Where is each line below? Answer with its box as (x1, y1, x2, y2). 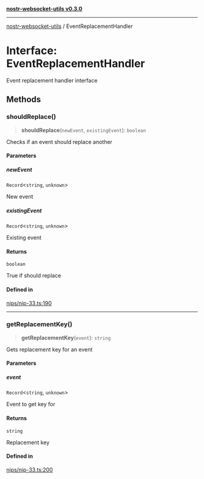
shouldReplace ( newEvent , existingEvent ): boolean (21, 126, 146, 134)
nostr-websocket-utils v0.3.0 (6, 5, 83, 12)
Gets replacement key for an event (6, 345, 93, 353)
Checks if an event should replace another (6, 138, 112, 145)
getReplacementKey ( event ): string (21, 334, 111, 341)
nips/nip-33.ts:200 (6, 466, 53, 473)
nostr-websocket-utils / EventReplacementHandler (6, 22, 133, 30)
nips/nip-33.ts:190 (6, 299, 52, 307)
